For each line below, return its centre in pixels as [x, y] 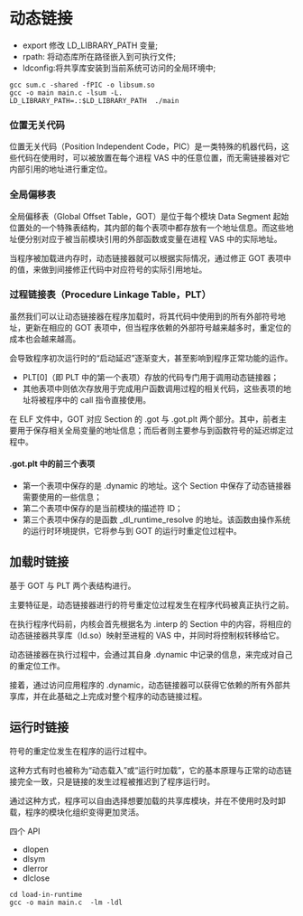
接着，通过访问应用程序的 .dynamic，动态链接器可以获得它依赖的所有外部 [146, 685]
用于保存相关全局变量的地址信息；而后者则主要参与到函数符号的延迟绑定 [151, 430]
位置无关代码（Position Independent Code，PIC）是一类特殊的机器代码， [146, 146]
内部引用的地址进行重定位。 [61, 169]
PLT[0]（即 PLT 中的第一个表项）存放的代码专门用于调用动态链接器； [151, 377]
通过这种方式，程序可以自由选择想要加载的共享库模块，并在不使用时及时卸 [147, 800]
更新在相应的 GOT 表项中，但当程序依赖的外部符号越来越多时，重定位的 [158, 327]
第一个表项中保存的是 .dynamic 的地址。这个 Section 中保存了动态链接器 [156, 486]
